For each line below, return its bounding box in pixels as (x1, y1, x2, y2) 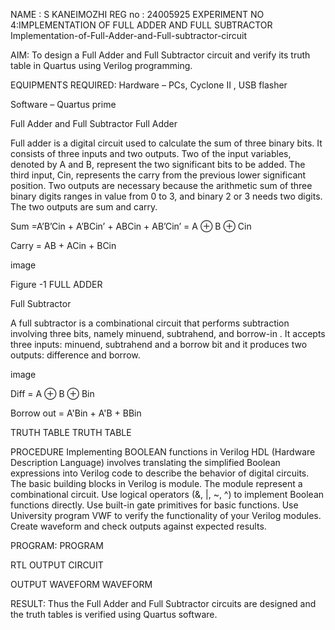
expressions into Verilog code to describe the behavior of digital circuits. (10, 467, 310, 479)
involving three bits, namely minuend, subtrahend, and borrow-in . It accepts (10, 328, 326, 339)
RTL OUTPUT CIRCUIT (10, 559, 104, 571)
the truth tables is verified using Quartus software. (10, 609, 218, 620)
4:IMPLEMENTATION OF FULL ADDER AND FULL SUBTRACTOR (10, 19, 273, 31)
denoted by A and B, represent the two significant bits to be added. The (10, 159, 306, 170)
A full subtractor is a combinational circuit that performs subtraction (10, 317, 290, 329)
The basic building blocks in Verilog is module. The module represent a (10, 478, 303, 489)
